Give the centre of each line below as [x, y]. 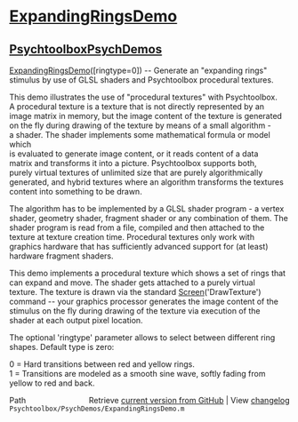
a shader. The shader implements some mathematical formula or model [140, 135]
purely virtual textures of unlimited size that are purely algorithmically [136, 172]
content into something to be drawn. [76, 191]
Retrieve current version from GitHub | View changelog [189, 400]
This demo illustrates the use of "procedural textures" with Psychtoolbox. [143, 97]
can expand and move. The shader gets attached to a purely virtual [132, 283]
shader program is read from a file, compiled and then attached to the [137, 227]
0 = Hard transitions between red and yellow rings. [102, 364]
